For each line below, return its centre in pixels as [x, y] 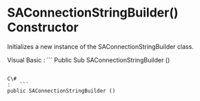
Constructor [43, 27]
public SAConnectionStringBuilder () [61, 91]
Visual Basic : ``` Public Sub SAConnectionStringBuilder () [89, 59]
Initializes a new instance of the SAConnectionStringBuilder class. [101, 46]
